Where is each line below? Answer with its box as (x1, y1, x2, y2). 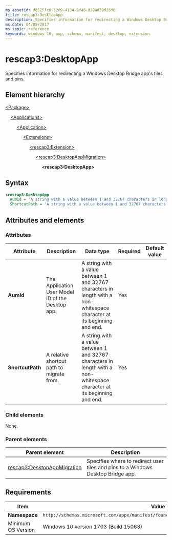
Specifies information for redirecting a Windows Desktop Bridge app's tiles (5, 70, 163, 76)
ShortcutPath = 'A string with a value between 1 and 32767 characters (10, 202, 166, 207)
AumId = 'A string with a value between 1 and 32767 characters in (10, 197, 157, 202)
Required (118, 247, 141, 255)
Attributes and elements (5, 216, 84, 224)
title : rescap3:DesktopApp (5, 12, 63, 17)
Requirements (5, 488, 51, 496)
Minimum (8, 520, 31, 527)
